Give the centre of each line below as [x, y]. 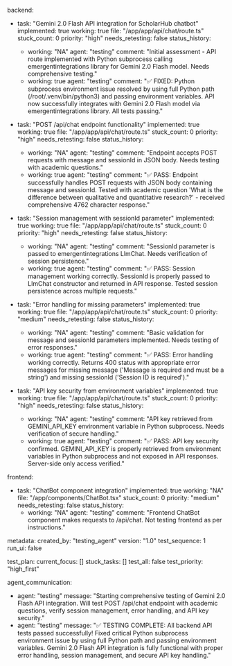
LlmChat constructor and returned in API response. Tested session [123, 283]
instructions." [46, 527]
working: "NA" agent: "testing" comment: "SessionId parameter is [121, 246]
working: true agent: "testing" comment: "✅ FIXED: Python [111, 81]
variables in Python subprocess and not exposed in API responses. [123, 456]
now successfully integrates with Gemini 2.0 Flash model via [114, 104]
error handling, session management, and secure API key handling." [114, 655]
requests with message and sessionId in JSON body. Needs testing [123, 160]
